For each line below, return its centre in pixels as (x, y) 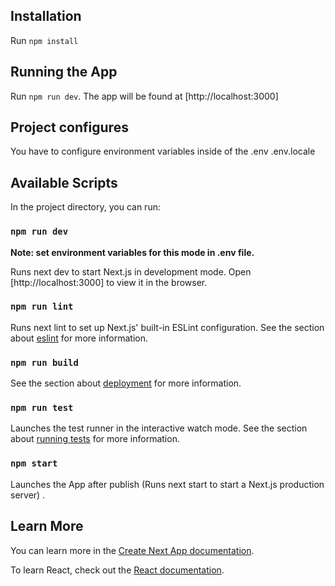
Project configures (69, 127)
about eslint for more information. (79, 338)
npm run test (42, 408)
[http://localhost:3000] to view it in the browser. (109, 282)
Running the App (64, 72)
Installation (46, 16)
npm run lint (42, 307)
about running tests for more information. (95, 439)
